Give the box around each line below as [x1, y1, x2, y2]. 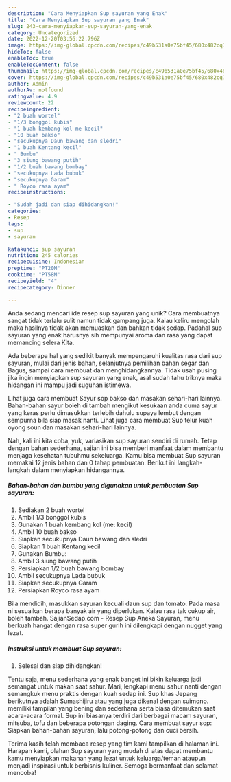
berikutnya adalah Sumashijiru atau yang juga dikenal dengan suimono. [8, 697, 209, 705]
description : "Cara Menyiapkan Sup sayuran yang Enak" [8, 10, 168, 17]
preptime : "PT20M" [8, 265, 60, 272]
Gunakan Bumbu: [17, 550, 67, 558]
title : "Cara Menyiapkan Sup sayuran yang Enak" [8, 16, 149, 23]
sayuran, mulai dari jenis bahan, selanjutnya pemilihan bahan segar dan [8, 359, 210, 367]
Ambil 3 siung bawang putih [17, 557, 97, 566]
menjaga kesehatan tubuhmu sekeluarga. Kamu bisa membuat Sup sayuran [8, 451, 221, 459]
